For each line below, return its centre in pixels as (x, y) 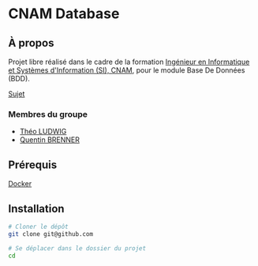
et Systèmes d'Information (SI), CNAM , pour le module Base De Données (127, 70)
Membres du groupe (48, 114)
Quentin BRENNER (50, 140)
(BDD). (19, 79)
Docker (20, 184)
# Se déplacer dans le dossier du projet (77, 248)
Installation (36, 209)
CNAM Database (64, 14)
